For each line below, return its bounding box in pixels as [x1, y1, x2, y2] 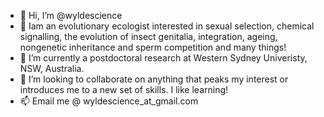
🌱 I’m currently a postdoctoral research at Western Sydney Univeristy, [19, 52, 308, 64]
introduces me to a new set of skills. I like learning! [19, 84, 229, 95]
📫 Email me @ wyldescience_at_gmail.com [19, 95, 199, 107]
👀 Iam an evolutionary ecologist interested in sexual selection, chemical [19, 20, 315, 32]
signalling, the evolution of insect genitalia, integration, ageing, [19, 31, 278, 42]
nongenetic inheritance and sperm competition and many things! [19, 41, 287, 53]
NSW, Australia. [19, 63, 85, 74]
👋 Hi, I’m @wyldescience [19, 10, 123, 21]
